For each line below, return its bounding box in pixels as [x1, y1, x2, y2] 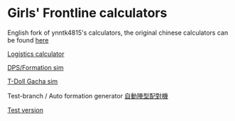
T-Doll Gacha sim [7, 76, 58, 86]
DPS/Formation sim [7, 63, 64, 71]
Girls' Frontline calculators [7, 5, 168, 21]
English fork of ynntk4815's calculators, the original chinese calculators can [7, 28, 229, 37]
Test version [7, 105, 44, 114]
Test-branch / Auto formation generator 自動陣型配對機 [7, 91, 168, 100]
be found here [7, 35, 49, 44]
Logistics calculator [7, 50, 65, 58]
